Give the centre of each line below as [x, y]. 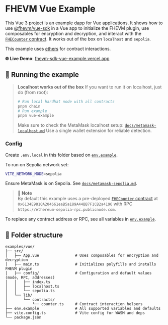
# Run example [32, 111]
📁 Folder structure [34, 235]
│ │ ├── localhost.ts [32, 287]
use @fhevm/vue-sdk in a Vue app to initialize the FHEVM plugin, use [77, 28]
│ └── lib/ [19, 295]
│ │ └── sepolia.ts [30, 291]
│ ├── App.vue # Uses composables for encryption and [82, 256]
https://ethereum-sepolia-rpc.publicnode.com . [67, 209]
